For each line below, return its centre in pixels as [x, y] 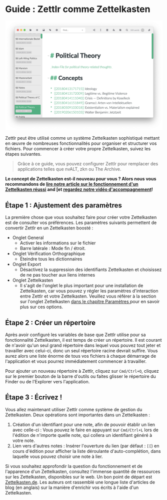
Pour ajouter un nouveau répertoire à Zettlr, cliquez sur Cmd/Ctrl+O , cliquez [82, 371]
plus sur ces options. [41, 307]
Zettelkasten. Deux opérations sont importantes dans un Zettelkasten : [77, 415]
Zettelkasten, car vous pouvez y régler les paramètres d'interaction [89, 291]
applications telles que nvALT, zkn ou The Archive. [69, 169]
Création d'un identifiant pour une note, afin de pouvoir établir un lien [84, 424]
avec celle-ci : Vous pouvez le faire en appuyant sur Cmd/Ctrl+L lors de [85, 430]
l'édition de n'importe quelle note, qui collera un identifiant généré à [82, 435]
